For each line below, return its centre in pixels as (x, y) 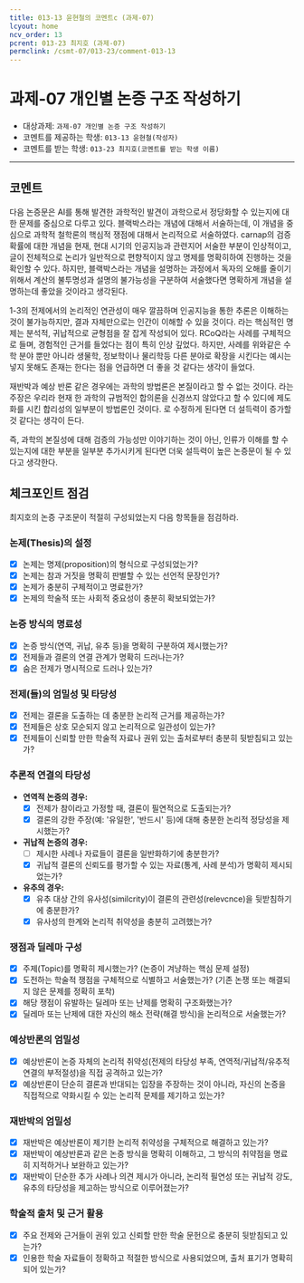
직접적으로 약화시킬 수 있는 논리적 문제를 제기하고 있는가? (123, 1095)
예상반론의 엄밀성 (45, 1040)
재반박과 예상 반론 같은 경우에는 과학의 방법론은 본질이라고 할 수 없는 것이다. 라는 (152, 386)
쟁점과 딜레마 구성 (46, 947)
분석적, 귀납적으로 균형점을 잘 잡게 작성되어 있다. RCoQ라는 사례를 (143, 333)
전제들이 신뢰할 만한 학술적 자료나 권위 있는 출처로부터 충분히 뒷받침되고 (149, 738)
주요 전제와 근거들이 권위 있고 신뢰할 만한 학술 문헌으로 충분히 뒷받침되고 (150, 1235)
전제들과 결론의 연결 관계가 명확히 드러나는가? (103, 657)
